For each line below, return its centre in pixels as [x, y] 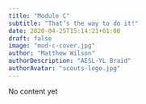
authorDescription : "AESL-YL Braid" [70, 61]
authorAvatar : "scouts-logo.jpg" [65, 69]
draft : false [30, 38]
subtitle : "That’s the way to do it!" [73, 23]
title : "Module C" [39, 16]
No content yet [33, 91]
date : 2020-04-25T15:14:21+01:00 [65, 31]
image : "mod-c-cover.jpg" [52, 46]
